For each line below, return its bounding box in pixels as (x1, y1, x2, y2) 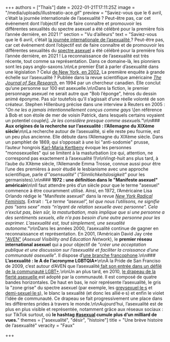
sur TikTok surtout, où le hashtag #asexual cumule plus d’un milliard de (5, 312, 157, 318)
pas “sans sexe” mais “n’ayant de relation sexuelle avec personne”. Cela (5, 204, 158, 210)
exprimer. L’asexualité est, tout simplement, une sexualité (5, 220, 125, 226)
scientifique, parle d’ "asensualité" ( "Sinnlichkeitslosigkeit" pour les (5, 172, 145, 177)
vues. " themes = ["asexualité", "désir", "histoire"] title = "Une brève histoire (5, 317, 163, 323)
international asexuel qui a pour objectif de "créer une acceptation (5, 242, 146, 248)
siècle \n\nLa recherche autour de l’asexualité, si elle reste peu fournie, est (5, 128, 160, 134)
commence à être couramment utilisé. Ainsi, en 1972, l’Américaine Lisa (5, 188, 152, 193)
